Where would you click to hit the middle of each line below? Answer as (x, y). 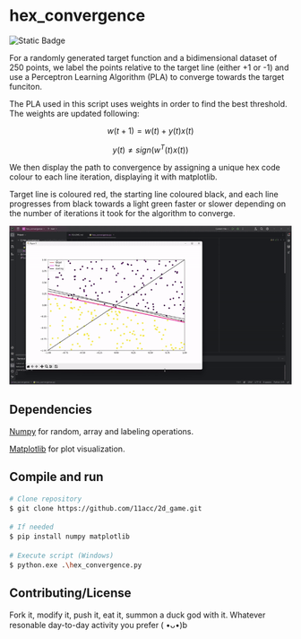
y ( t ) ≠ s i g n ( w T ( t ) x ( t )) (150, 149)
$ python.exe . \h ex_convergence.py (76, 565)
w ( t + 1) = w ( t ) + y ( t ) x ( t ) (150, 130)
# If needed (31, 527)
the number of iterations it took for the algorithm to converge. (122, 213)
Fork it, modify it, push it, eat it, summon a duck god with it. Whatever (138, 615)
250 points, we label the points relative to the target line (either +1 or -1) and (149, 67)
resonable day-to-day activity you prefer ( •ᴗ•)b (99, 625)
